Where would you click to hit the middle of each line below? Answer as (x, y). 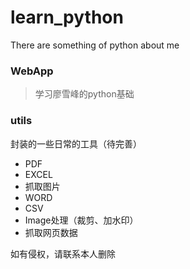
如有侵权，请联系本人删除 (63, 253)
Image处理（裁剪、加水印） (81, 220)
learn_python (67, 17)
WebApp (32, 71)
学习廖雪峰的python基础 (84, 94)
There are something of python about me (95, 45)
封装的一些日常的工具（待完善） (76, 143)
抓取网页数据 (51, 232)
